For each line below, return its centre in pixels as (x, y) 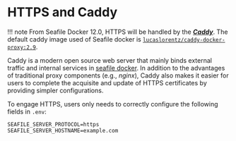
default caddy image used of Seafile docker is (74, 39)
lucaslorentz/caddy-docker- (184, 39)
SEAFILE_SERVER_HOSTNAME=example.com (63, 130)
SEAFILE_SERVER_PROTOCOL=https (53, 124)
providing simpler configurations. (55, 90)
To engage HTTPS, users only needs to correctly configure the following (113, 104)
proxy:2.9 (22, 47)
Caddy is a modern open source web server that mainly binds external (110, 60)
